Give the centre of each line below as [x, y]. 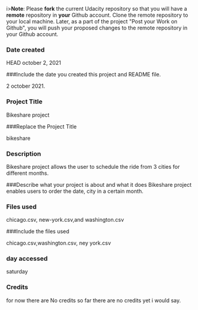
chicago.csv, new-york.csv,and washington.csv [65, 220]
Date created [25, 49]
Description [24, 154]
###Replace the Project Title [41, 126]
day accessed [27, 259]
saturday [17, 272]
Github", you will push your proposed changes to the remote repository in [97, 28]
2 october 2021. [26, 86]
